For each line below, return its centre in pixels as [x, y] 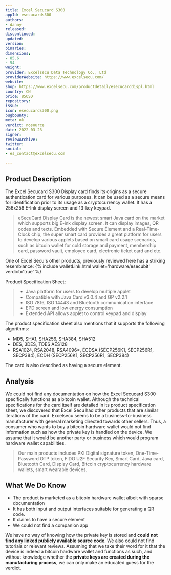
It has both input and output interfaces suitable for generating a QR [83, 509]
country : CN [18, 91]
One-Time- [147, 453]
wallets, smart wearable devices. [52, 469]
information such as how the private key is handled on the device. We [79, 432]
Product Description [38, 179]
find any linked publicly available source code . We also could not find [80, 541]
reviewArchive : [22, 140]
